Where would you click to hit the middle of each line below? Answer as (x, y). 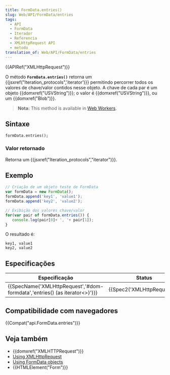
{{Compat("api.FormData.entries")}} (43, 323)
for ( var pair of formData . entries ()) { (47, 215)
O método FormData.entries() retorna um (49, 77)
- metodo (19, 48)
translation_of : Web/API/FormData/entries (51, 52)
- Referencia (24, 39)
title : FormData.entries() (34, 10)
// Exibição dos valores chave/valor (45, 210)
